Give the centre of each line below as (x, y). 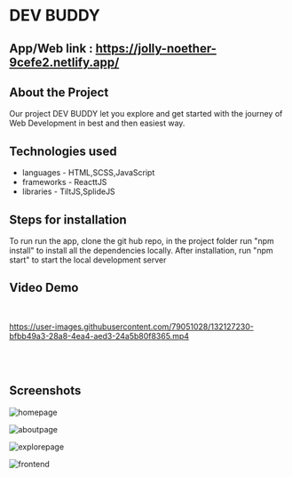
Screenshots (45, 391)
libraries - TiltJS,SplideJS (68, 191)
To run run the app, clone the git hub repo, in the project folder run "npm (142, 241)
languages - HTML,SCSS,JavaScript (88, 173)
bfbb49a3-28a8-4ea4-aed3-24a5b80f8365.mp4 (99, 336)
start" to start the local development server (88, 260)
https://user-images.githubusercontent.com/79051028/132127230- (132, 327)
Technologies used (63, 151)
